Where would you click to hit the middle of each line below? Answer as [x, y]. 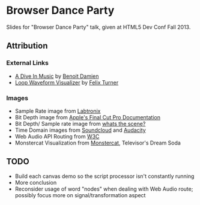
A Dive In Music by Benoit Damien [57, 76]
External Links [28, 63]
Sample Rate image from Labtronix [58, 111]
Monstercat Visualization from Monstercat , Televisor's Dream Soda [98, 143]
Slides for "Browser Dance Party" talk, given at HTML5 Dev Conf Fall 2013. [98, 27]
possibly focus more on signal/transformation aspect [80, 195]
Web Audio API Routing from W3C [57, 136]
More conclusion [36, 182]
